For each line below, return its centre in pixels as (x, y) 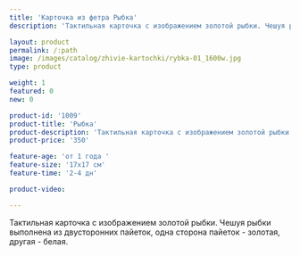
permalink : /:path (43, 50)
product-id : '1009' (46, 116)
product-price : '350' (50, 140)
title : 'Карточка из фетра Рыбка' (74, 17)
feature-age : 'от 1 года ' (59, 157)
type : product (36, 67)
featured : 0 (31, 91)
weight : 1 (28, 83)
